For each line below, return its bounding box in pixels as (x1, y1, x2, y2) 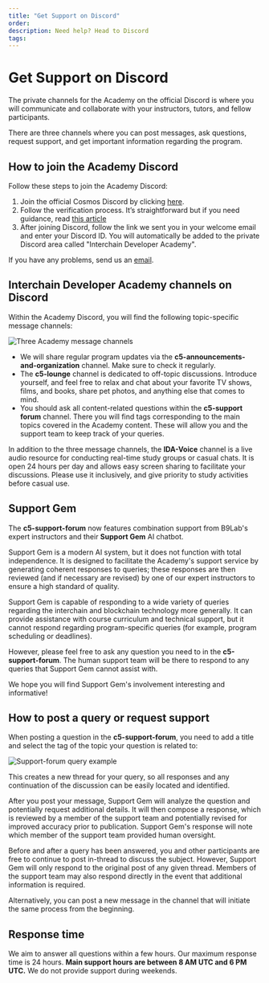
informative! (8, 688, 48, 698)
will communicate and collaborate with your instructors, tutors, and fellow (8, 104, 251, 113)
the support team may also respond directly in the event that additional (8, 871, 243, 881)
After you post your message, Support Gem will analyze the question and (8, 797, 251, 806)
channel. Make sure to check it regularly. (81, 360, 217, 370)
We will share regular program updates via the (19, 351, 173, 362)
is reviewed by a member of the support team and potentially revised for (8, 813, 247, 823)
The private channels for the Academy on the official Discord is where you (8, 96, 255, 105)
